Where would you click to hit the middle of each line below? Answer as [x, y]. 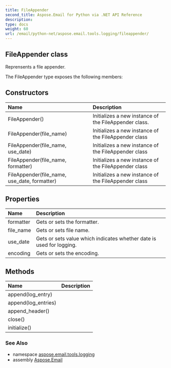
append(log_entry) [30, 294]
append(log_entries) [32, 303]
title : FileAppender [27, 10]
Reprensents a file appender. [36, 66]
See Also [17, 343]
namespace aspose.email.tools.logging [54, 354]
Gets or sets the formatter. [67, 222]
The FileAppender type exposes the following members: [64, 77]
